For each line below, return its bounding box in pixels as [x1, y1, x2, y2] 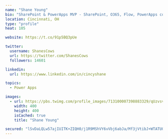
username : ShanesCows [9, 48, 55, 53]
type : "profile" [5, 21, 39, 26]
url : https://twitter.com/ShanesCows [9, 53, 88, 58]
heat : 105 [5, 26, 26, 31]
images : [5, 94, 21, 99]
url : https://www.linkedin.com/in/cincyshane [9, 71, 106, 76]
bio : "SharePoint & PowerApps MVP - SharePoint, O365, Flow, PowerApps [5, 12, 157, 17]
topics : [5, 80, 21, 85]
